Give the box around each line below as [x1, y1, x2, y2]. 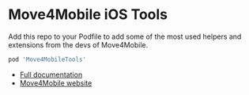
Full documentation [19, 70, 83, 79]
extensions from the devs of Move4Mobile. [8, 40, 149, 49]
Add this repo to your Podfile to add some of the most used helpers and [8, 32, 242, 41]
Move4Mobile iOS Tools [8, 6, 168, 24]
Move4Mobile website [19, 78, 92, 88]
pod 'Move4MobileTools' [8, 55, 87, 63]
